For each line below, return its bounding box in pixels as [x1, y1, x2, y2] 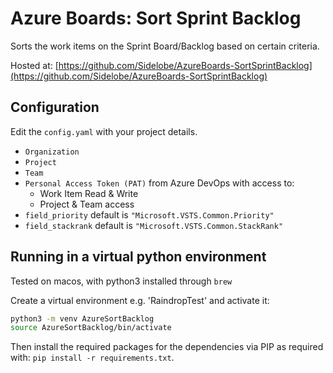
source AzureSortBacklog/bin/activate [10, 323, 172, 333]
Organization [24, 147, 80, 157]
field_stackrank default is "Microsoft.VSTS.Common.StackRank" [24, 219, 284, 231]
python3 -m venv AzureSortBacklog [10, 313, 155, 324]
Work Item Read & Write [39, 187, 139, 199]
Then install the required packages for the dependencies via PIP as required [10, 341, 324, 353]
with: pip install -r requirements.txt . [10, 352, 175, 364]
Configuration [10, 99, 100, 116]
